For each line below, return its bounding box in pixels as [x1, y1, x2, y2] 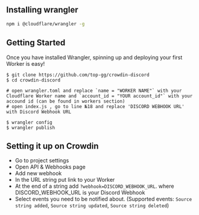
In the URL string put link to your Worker [14, 176, 115, 184]
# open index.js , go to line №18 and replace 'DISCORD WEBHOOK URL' [6, 103, 185, 109]
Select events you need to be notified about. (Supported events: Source [14, 196, 192, 203]
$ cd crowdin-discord [6, 77, 61, 83]
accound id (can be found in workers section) [6, 98, 125, 104]
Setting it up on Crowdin [6, 141, 99, 151]
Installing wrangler [6, 5, 78, 15]
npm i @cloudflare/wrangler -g [6, 21, 85, 27]
